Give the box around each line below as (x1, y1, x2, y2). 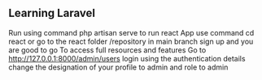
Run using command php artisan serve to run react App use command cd (8, 27, 255, 37)
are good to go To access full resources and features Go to (8, 44, 207, 55)
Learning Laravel (8, 6, 96, 20)
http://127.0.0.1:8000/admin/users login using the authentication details (8, 53, 246, 63)
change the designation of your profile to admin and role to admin (8, 62, 229, 72)
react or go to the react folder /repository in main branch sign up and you (8, 36, 254, 46)
